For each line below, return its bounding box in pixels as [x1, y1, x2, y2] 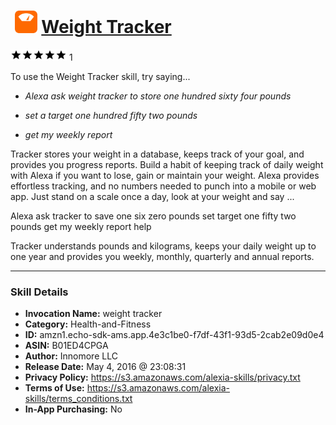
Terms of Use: [24, 382, 85, 394]
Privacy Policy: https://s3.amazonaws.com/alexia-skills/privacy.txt [24, 371, 301, 384]
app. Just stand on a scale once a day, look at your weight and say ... [10, 190, 295, 202]
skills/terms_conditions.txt [24, 393, 133, 405]
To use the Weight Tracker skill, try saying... [10, 70, 191, 82]
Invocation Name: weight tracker [24, 308, 163, 320]
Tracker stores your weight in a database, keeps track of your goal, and [10, 148, 305, 160]
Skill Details [10, 285, 69, 299]
